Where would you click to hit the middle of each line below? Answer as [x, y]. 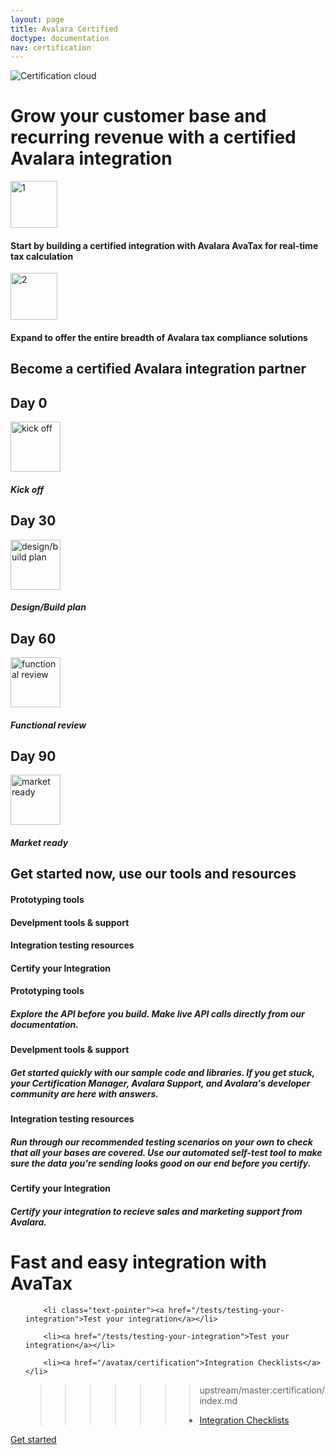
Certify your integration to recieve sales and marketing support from [156, 1211]
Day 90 [33, 756]
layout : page [37, 19]
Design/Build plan [48, 607]
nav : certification [51, 47]
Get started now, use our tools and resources [153, 874]
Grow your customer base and [138, 116]
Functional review [48, 725]
